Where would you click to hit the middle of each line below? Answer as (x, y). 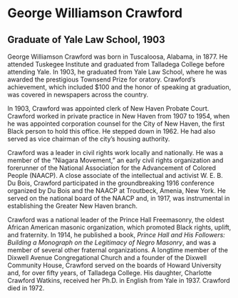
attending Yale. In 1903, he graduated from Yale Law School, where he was (117, 72)
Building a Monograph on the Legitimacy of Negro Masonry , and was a (112, 242)
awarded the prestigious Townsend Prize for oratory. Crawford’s (102, 79)
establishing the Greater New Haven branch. (72, 206)
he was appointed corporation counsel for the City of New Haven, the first (116, 124)
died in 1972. (26, 288)
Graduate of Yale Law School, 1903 (86, 40)
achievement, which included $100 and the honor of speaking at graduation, (119, 87)
